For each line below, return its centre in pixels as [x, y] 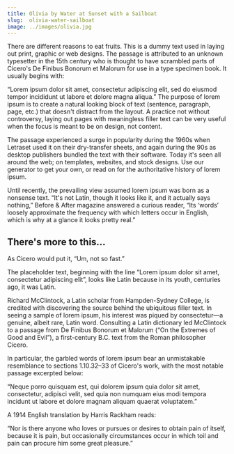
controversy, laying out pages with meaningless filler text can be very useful [117, 119]
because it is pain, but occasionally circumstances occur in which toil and [113, 436]
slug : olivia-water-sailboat [51, 20]
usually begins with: [36, 76]
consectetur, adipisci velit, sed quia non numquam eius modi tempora [107, 394]
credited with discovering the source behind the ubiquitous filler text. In [110, 308]
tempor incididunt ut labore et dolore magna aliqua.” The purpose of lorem [114, 97]
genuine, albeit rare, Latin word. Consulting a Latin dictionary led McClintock [117, 323]
